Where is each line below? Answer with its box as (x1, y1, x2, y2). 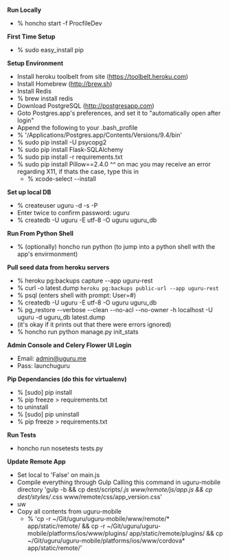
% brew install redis (16, 94, 73, 102)
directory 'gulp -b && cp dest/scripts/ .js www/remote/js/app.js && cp (16, 485, 213, 494)
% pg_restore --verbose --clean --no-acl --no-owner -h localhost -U (16, 306, 213, 314)
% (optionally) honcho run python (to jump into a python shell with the (16, 243, 216, 250)
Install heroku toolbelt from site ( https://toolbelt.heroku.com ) (16, 72, 189, 80)
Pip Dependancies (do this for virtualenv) (7, 375, 127, 383)
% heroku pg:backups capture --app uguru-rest (16, 276, 153, 285)
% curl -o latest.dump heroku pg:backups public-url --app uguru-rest (16, 284, 219, 292)
